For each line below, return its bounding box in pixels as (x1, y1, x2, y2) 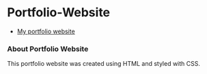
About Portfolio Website (7, 44, 89, 54)
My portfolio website (16, 27, 75, 35)
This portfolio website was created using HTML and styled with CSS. (7, 60, 200, 68)
